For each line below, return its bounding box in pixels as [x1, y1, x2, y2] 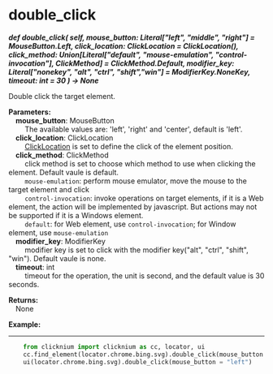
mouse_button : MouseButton [15, 115, 115, 125]
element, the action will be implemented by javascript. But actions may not [8, 201, 258, 212]
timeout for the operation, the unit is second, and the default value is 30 [24, 270, 265, 281]
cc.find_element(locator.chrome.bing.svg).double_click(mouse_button [23, 350, 264, 359]
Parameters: [8, 107, 51, 117]
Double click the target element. [8, 91, 116, 101]
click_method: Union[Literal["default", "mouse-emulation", [8, 49, 214, 59]
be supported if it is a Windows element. [8, 210, 144, 220]
